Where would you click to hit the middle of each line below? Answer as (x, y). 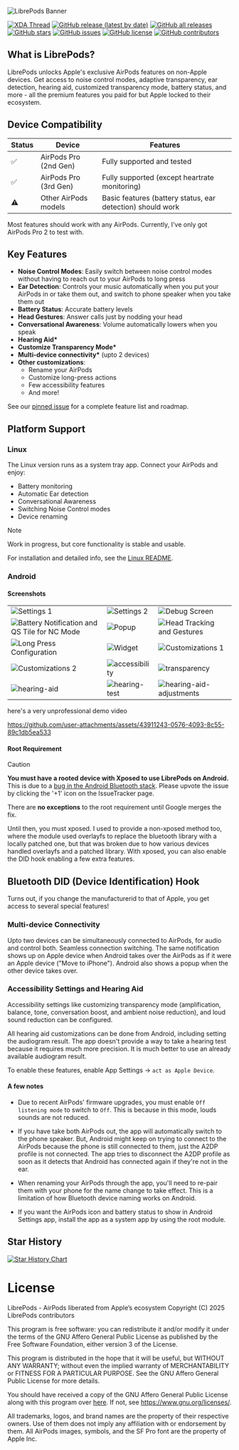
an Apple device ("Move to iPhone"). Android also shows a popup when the (118, 963)
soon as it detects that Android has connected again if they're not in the (123, 1162)
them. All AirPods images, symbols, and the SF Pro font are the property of (117, 1431)
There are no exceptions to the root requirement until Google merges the (115, 807)
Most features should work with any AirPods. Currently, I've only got (107, 224)
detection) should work (141, 207)
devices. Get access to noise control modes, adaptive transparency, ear (113, 79)
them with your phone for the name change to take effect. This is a (115, 1190)
